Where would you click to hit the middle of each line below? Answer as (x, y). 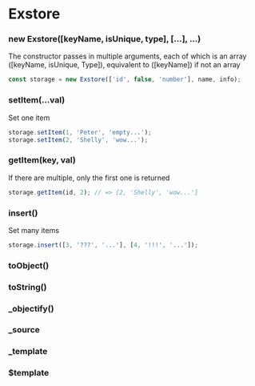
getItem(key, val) (42, 160)
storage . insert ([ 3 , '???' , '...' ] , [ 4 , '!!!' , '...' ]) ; (103, 245)
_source (24, 330)
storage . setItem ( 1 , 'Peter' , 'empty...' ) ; (80, 132)
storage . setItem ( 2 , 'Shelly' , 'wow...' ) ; (78, 140)
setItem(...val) (37, 100)
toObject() (29, 265)
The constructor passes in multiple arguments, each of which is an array (127, 56)
